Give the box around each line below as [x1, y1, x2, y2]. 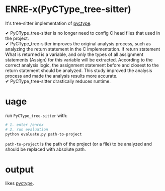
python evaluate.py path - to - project [5, 132, 82, 137]
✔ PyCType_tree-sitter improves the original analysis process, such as [5, 40, 151, 46]
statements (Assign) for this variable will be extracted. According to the [5, 56, 153, 62]
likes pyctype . [5, 180, 34, 186]
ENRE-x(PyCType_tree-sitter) [5, 4, 131, 15]
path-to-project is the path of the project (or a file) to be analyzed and [5, 141, 152, 147]
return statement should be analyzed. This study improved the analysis [5, 67, 152, 74]
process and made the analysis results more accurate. [5, 73, 118, 79]
